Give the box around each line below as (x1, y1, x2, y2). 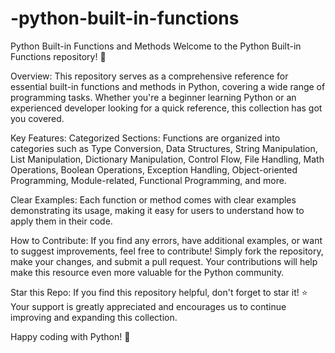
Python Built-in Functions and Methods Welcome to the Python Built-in (10, 40, 302, 52)
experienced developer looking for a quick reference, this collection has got (10, 102, 323, 114)
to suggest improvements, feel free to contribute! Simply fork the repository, (10, 245, 324, 257)
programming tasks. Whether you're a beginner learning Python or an (10, 91, 297, 103)
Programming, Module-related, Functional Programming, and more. (10, 174, 287, 186)
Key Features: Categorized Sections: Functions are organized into (10, 132, 281, 144)
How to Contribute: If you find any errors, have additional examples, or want (10, 234, 323, 246)
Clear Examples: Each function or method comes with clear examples (10, 193, 297, 206)
